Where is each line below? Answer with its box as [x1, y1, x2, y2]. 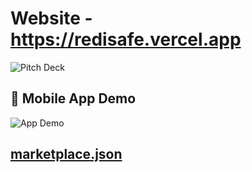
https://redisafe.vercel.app [10, 28, 242, 51]
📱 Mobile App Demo [10, 90, 137, 107]
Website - [10, 7, 93, 30]
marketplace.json [10, 146, 123, 163]
